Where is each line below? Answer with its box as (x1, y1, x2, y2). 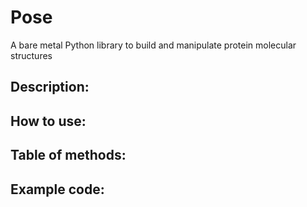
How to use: (10, 112, 87, 130)
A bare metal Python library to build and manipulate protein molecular (10, 39, 297, 51)
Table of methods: (10, 147, 127, 164)
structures (10, 49, 53, 61)
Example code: (10, 181, 105, 198)
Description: (10, 79, 90, 96)
